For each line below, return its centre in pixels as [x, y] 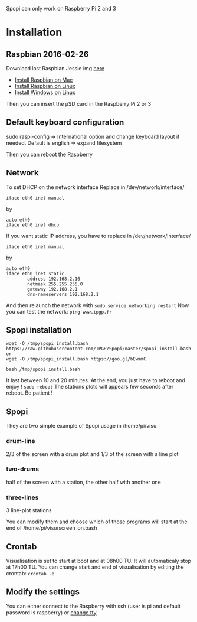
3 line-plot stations [29, 510]
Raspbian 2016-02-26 [47, 54]
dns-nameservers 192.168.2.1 [63, 294]
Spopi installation [39, 330]
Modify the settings [43, 592]
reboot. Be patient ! [29, 393]
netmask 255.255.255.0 [55, 284]
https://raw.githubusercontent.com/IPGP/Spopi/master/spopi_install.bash [99, 349]
